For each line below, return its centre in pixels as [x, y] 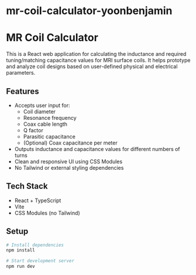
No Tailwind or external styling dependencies [69, 167]
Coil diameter [39, 111]
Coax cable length [45, 124]
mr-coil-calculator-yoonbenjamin [89, 11]
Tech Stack [27, 186]
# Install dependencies [35, 245]
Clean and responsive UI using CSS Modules [68, 161]
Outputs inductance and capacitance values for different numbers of [97, 149]
